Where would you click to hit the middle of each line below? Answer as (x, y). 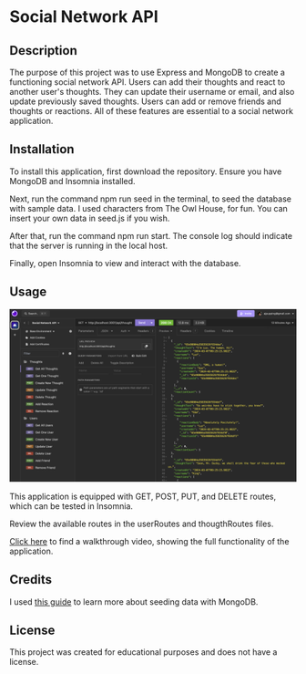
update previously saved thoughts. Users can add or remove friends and (146, 101)
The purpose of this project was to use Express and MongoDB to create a (147, 72)
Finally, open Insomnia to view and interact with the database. (125, 263)
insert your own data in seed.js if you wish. (90, 218)
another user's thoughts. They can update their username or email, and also (152, 92)
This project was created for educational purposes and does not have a (143, 652)
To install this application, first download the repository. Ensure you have (146, 171)
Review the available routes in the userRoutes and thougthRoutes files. (142, 524)
